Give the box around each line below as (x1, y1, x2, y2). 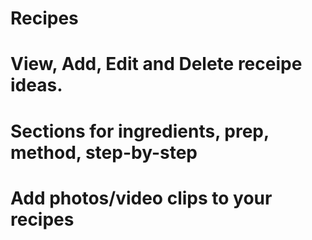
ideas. (10, 74, 63, 97)
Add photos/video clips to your (10, 187, 273, 209)
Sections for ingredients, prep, (10, 120, 270, 142)
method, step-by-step (10, 141, 198, 164)
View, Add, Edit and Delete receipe (10, 53, 303, 76)
